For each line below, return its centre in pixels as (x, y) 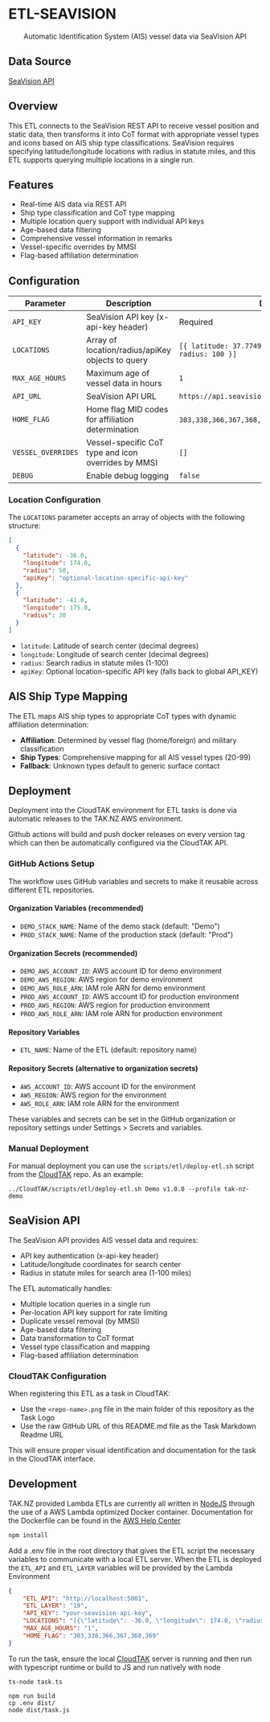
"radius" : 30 (45, 616)
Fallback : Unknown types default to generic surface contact (120, 765)
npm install (28, 1535)
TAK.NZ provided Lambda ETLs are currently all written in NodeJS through (132, 1503)
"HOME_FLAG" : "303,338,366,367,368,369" (91, 1636)
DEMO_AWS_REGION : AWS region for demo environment (106, 980)
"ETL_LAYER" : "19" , (55, 1606)
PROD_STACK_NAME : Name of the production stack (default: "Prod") (127, 934)
